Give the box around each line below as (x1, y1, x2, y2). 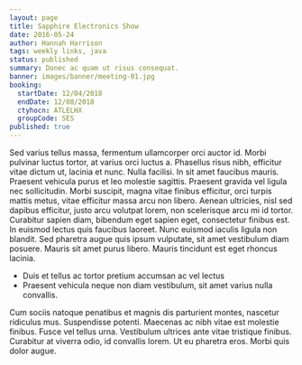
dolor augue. (9, 345, 57, 356)
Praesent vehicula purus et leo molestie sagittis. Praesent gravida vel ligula (9, 176, 288, 186)
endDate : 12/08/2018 (17, 97, 95, 107)
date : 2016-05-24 (9, 30, 75, 39)
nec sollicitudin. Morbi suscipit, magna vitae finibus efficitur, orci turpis (9, 186, 272, 196)
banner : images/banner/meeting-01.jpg (9, 72, 155, 81)
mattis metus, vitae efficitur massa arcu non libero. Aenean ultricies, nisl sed (9, 195, 293, 206)
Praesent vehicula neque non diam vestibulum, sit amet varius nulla (22, 280, 273, 290)
